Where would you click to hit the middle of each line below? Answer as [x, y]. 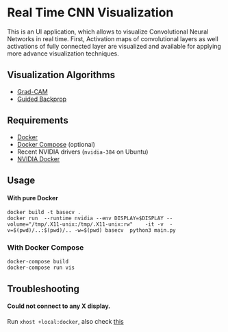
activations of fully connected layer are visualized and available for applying [114, 46]
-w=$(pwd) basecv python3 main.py [125, 230]
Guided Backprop [42, 99]
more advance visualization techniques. [63, 54]
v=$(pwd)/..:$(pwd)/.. [39, 230]
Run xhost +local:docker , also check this [66, 322]
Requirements [38, 120]
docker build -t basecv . [44, 213]
